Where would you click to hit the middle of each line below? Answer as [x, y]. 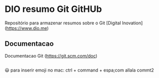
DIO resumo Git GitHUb [53, 9]
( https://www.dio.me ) [27, 28]
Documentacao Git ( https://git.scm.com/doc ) [51, 56]
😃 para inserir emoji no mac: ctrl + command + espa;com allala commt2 [79, 70]
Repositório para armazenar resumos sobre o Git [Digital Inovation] [74, 23]
